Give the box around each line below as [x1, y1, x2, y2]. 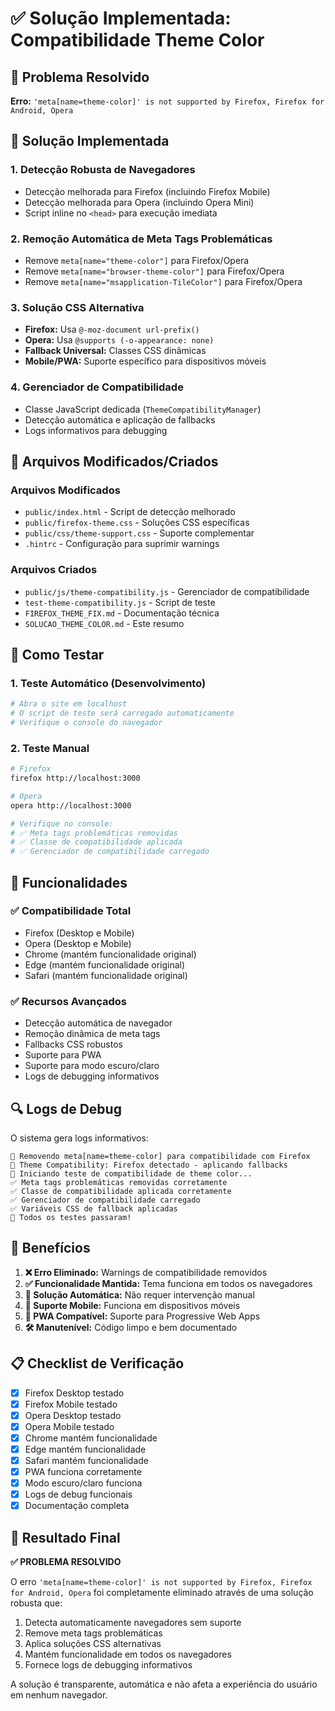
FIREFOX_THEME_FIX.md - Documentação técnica [24, 607, 220, 619]
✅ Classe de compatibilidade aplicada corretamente [10, 1186, 232, 1196]
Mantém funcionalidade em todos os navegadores [24, 1648, 232, 1661]
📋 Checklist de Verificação [10, 1355, 185, 1372]
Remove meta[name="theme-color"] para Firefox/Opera [24, 254, 250, 266]
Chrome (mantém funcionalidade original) [24, 948, 197, 960]
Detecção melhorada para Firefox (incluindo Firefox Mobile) [24, 185, 271, 197]
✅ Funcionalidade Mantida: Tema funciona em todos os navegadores [24, 1277, 313, 1289]
